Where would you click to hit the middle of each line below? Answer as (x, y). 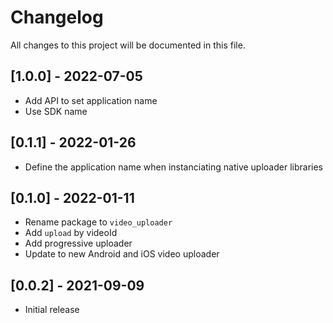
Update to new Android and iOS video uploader (122, 254)
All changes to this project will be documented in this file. (128, 45)
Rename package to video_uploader (98, 222)
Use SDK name (56, 111)
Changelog (57, 17)
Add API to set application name (91, 100)
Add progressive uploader (78, 243)
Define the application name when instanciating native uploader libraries (173, 167)
